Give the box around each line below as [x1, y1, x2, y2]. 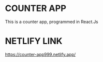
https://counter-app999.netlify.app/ [5, 51, 76, 57]
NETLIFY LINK [5, 36, 63, 47]
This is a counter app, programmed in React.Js [5, 19, 98, 25]
